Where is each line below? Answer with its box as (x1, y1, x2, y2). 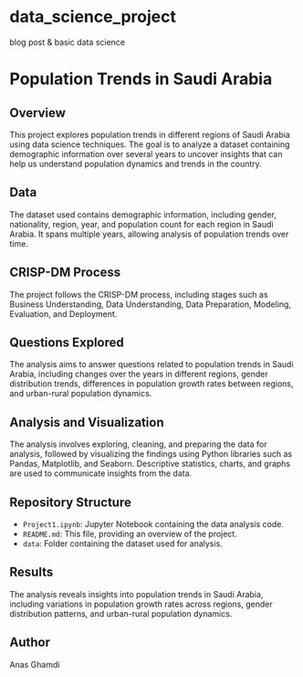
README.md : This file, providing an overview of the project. (22, 528, 237, 539)
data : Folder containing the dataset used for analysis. (22, 538, 224, 549)
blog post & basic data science (9, 37, 126, 48)
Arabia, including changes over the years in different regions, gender (9, 368, 268, 380)
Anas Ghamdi (9, 659, 60, 670)
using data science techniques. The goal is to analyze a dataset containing (9, 139, 290, 150)
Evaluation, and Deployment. (9, 308, 118, 319)
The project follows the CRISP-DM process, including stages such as (9, 289, 268, 300)
